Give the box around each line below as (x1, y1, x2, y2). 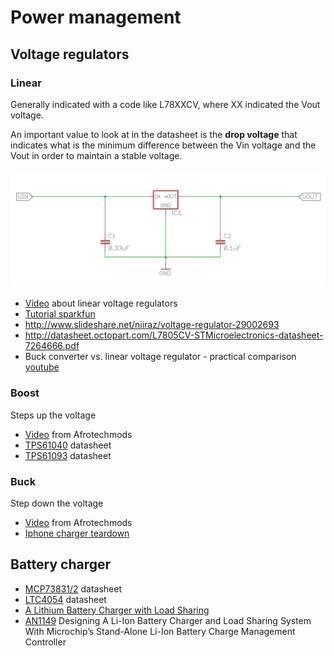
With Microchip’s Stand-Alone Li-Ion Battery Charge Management (24, 625, 296, 637)
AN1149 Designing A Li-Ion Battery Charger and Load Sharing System (24, 614, 312, 626)
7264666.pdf (24, 340, 80, 352)
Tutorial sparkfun (24, 308, 96, 320)
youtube (24, 361, 60, 373)
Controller (24, 636, 67, 648)
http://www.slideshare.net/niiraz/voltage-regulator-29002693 (24, 319, 280, 331)
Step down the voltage (10, 497, 104, 509)
